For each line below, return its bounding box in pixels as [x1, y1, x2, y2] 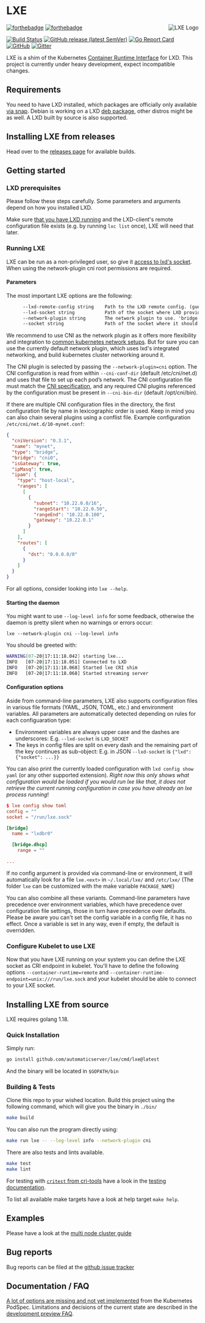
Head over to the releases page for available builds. [6, 148, 136, 155]
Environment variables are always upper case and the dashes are [15, 728, 180, 735]
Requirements [6, 85, 61, 95]
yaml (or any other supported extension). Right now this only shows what [6, 771, 190, 779]
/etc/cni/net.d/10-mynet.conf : [6, 420, 85, 428]
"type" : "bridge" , [12, 449, 59, 455]
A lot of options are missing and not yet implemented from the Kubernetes [6, 1297, 193, 1305]
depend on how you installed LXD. [6, 204, 93, 211]
